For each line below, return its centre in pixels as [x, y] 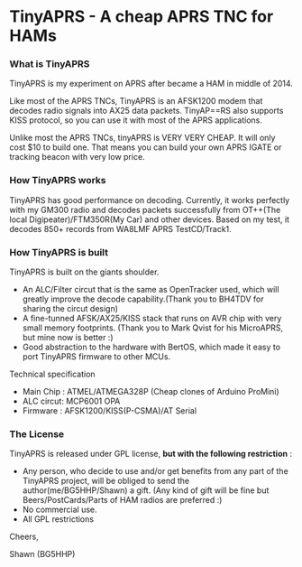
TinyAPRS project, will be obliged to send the [106, 481]
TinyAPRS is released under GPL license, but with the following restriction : [151, 454]
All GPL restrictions [58, 519]
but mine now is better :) [68, 338]
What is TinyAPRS [50, 64]
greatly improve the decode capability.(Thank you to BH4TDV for [143, 299]
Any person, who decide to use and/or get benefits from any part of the [155, 471]
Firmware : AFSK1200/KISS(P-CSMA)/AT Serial [109, 411]
